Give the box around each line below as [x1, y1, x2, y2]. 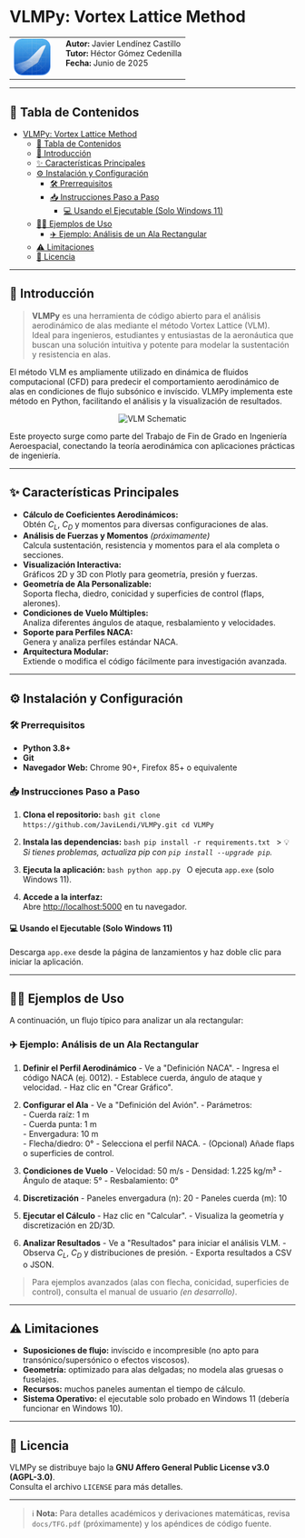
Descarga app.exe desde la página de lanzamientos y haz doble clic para [9, 946, 281, 957]
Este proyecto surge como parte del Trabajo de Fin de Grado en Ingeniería [9, 430, 288, 442]
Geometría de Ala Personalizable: [22, 579, 152, 590]
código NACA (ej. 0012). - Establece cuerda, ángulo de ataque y [22, 1072, 263, 1083]
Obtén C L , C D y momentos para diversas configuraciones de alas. [22, 518, 269, 532]
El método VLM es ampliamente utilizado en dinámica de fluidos [9, 366, 249, 377]
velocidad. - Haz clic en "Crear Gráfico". [22, 1082, 173, 1093]
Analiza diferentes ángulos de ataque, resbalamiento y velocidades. [22, 617, 276, 628]
